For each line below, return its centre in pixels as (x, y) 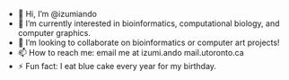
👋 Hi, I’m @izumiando (57, 14)
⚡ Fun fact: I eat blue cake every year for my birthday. (117, 66)
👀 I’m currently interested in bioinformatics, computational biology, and (149, 23)
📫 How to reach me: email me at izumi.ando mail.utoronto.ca (131, 53)
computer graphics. (54, 33)
